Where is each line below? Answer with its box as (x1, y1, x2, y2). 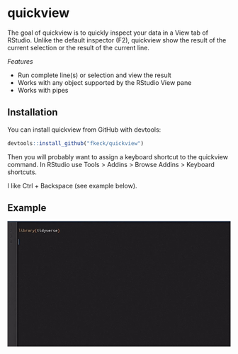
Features (7, 57, 33, 65)
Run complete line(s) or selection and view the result (17, 71, 171, 79)
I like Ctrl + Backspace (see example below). (7, 181, 137, 190)
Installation (7, 106, 58, 118)
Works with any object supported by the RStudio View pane (17, 78, 192, 86)
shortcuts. (7, 168, 38, 176)
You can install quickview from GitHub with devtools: (7, 125, 161, 134)
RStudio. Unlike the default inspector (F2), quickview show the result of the (7, 35, 227, 44)
